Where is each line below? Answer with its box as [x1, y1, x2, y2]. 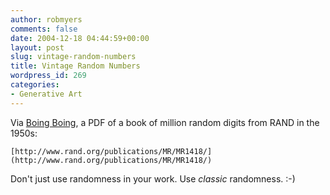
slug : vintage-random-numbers [10, 52, 137, 62]
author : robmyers [10, 14, 83, 25]
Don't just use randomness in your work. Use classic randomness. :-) [10, 172, 296, 185]
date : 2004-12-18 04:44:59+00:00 [10, 33, 150, 43]
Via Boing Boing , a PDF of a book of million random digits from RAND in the [10, 116, 320, 128]
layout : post [10, 42, 65, 53]
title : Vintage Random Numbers [10, 61, 141, 71]
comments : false [10, 24, 78, 34]
